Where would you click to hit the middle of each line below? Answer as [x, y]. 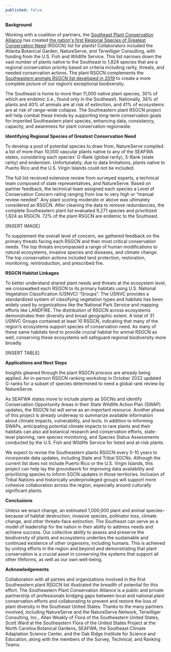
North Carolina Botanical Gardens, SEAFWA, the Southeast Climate [76, 628]
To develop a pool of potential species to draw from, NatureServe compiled [84, 146]
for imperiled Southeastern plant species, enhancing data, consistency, [80, 120]
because [15, 516]
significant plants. [24, 491]
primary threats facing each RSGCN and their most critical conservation [81, 241]
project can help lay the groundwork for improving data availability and [80, 468]
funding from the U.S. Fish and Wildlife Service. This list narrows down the [83, 56]
